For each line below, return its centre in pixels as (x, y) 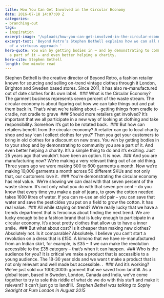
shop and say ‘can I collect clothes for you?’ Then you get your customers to (82, 135)
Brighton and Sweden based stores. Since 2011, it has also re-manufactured (81, 88)
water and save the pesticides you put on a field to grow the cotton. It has (79, 202)
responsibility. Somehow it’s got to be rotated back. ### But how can (75, 124)
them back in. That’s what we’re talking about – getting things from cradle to (82, 109)
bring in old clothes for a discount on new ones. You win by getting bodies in (82, 140)
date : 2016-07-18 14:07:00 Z (35, 14)
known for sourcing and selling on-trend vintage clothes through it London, (81, 83)
